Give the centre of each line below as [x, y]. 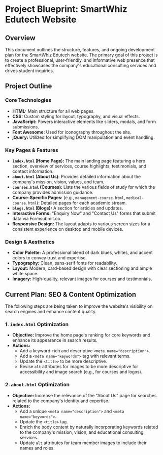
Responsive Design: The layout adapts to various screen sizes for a [81, 224]
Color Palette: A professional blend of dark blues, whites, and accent [82, 252]
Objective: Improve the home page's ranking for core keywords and [81, 335]
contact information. [33, 171]
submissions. [26, 126]
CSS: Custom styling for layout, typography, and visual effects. [76, 116]
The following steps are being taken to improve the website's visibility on [79, 306]
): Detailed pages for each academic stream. [82, 203]
